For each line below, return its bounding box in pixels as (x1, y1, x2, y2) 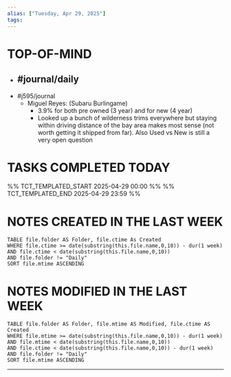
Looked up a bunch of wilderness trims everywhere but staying (37, 114, 217, 122)
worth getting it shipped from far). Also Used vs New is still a (37, 128, 210, 136)
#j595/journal (16, 91, 56, 100)
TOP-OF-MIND (7, 46, 92, 62)
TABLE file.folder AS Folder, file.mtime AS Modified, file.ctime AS (7, 321, 211, 327)
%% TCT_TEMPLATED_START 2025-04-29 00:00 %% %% (7, 182, 175, 191)
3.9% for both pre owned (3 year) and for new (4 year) (37, 106, 192, 114)
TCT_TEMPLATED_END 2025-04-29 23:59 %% (7, 190, 141, 198)
